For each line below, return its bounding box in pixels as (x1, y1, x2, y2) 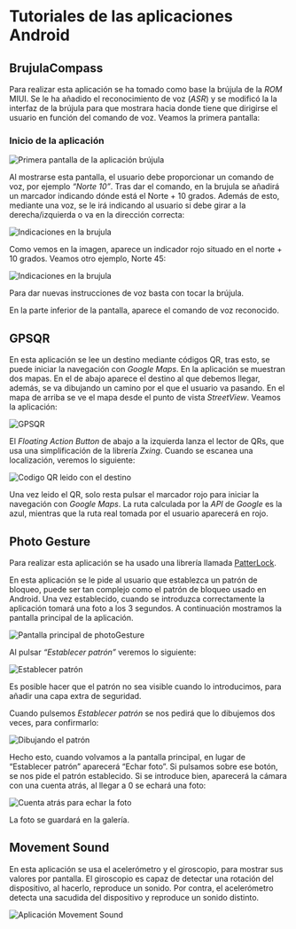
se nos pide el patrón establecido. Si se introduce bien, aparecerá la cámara (9, 770, 288, 781)
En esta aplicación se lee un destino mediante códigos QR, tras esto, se (9, 354, 270, 365)
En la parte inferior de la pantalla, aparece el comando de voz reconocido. (9, 305, 279, 316)
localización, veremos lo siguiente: (9, 455, 136, 465)
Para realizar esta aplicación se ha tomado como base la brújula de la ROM (9, 84, 283, 94)
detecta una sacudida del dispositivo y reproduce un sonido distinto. (9, 892, 260, 902)
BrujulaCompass (9, 60, 104, 75)
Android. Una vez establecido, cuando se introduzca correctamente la (9, 593, 265, 604)
